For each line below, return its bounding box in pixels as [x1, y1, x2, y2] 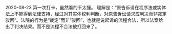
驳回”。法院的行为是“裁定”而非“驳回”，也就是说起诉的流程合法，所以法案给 [5, 17, 163, 23]
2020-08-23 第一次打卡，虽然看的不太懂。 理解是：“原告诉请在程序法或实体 [5, 5, 166, 10]
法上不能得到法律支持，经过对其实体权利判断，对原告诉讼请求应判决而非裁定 [5, 11, 167, 17]
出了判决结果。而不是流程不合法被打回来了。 [5, 23, 100, 29]
